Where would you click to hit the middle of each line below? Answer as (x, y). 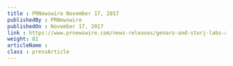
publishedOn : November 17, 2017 (55, 26)
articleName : (28, 45)
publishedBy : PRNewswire (44, 20)
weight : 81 (23, 39)
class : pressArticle (38, 52)
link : (17, 33)
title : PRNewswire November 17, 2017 (63, 13)
